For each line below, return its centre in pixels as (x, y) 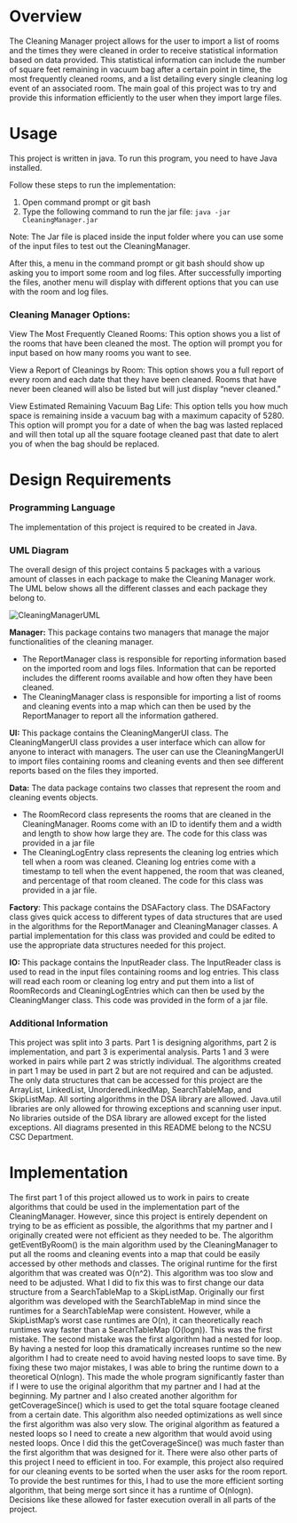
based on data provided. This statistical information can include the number (147, 60)
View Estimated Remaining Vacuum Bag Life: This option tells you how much (148, 406)
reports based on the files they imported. (84, 770)
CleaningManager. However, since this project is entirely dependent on (139, 1216)
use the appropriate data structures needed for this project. (117, 945)
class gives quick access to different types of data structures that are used (146, 917)
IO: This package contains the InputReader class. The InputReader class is (145, 962)
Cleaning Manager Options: (70, 315)
